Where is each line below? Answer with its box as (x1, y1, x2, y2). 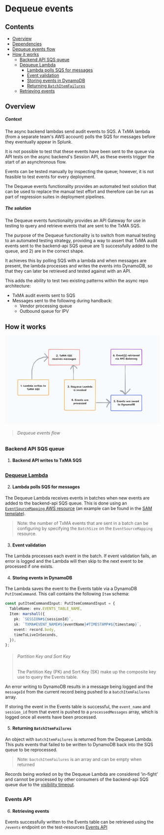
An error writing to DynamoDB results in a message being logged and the (5, 684, 153, 690)
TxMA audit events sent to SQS (12, 292, 75, 298)
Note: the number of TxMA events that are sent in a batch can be (17, 520, 149, 526)
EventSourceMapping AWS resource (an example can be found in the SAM (5, 506, 152, 511)
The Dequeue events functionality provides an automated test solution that (5, 183, 156, 189)
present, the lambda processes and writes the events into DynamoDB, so (5, 263, 153, 269)
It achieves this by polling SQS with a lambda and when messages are (5, 257, 147, 264)
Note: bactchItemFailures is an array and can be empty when (17, 756, 142, 762)
